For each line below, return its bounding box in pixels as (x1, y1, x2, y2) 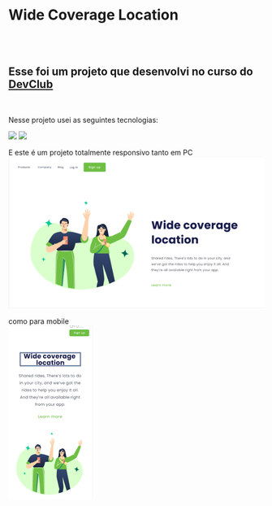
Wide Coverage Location (8, 6, 179, 24)
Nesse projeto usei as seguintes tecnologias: (8, 115, 158, 124)
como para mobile (8, 316, 69, 326)
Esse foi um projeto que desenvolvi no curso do (8, 65, 253, 79)
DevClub (8, 77, 54, 91)
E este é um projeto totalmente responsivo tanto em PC (8, 147, 193, 157)
